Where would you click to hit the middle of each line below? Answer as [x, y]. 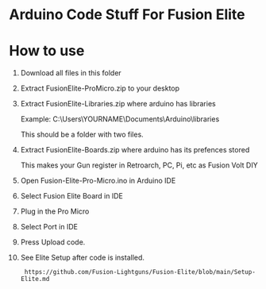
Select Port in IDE [49, 227]
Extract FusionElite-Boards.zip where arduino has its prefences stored [135, 150]
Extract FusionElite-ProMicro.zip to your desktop [100, 88]
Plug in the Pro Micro [55, 211]
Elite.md [35, 279]
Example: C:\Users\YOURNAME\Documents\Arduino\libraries [120, 119]
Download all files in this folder [71, 73]
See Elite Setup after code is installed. [83, 258]
